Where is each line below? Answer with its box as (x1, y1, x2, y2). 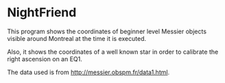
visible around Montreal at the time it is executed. (7, 34, 146, 42)
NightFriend (7, 5, 77, 20)
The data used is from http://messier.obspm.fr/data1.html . (7, 68, 170, 76)
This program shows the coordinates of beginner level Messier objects (7, 27, 207, 35)
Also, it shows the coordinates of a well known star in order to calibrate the (7, 48, 219, 56)
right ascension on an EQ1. (7, 54, 82, 63)
